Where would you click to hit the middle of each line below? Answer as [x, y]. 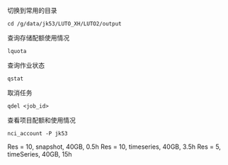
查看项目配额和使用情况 [41, 120]
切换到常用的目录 [32, 10]
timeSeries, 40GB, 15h [40, 154]
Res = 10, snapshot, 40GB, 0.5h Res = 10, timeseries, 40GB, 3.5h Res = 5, [114, 147]
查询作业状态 [26, 65]
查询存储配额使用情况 [38, 38]
